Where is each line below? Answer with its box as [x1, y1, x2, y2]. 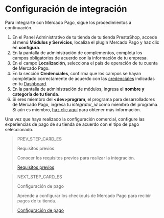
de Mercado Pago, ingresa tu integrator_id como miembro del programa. [12, 101, 159, 107]
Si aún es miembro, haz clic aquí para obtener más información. [12, 106, 141, 113]
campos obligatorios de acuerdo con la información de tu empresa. [12, 55, 148, 60]
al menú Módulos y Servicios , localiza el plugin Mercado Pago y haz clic [12, 39, 160, 45]
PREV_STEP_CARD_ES [17, 136, 62, 142]
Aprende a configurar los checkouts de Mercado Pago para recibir [17, 193, 151, 198]
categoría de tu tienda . [12, 91, 60, 97]
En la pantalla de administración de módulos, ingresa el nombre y [12, 86, 144, 92]
